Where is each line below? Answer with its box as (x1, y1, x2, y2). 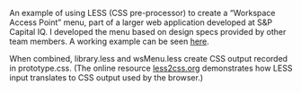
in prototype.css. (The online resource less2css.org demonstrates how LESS (9, 63, 293, 73)
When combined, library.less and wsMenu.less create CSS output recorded (9, 54, 288, 63)
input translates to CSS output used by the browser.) (9, 72, 204, 83)
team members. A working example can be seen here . (9, 36, 209, 46)
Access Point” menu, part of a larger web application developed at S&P (9, 17, 273, 28)
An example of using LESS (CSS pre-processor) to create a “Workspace (9, 8, 276, 18)
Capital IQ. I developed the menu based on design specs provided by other (9, 27, 287, 37)
